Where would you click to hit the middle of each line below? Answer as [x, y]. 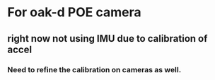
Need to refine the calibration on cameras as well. [94, 69]
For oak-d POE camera [74, 12]
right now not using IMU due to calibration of [107, 39]
